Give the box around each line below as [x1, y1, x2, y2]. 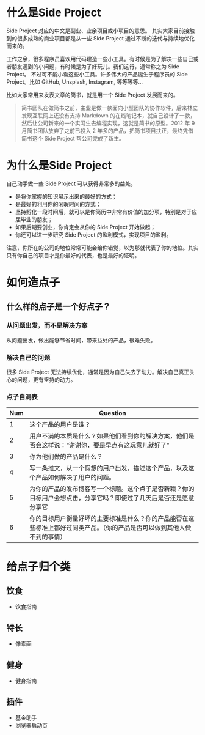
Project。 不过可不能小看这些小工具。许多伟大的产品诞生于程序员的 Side [6, 70, 188, 78]
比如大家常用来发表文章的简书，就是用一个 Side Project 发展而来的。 [6, 91, 179, 98]
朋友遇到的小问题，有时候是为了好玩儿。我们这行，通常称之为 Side [11, 62, 180, 70]
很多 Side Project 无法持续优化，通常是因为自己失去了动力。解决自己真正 [6, 368, 190, 376]
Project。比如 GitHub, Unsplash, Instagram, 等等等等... [6, 78, 143, 86]
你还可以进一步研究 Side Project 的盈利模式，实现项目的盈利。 [15, 231, 172, 238]
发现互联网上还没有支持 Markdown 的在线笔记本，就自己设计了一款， [21, 111, 196, 119]
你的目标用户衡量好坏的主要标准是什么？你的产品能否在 [29, 514, 189, 523]
